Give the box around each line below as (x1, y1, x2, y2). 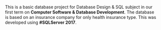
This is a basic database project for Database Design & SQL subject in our (5, 4, 153, 10)
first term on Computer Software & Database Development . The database (5, 9, 154, 15)
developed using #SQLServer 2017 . (5, 19, 77, 25)
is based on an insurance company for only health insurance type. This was (5, 15, 157, 20)
